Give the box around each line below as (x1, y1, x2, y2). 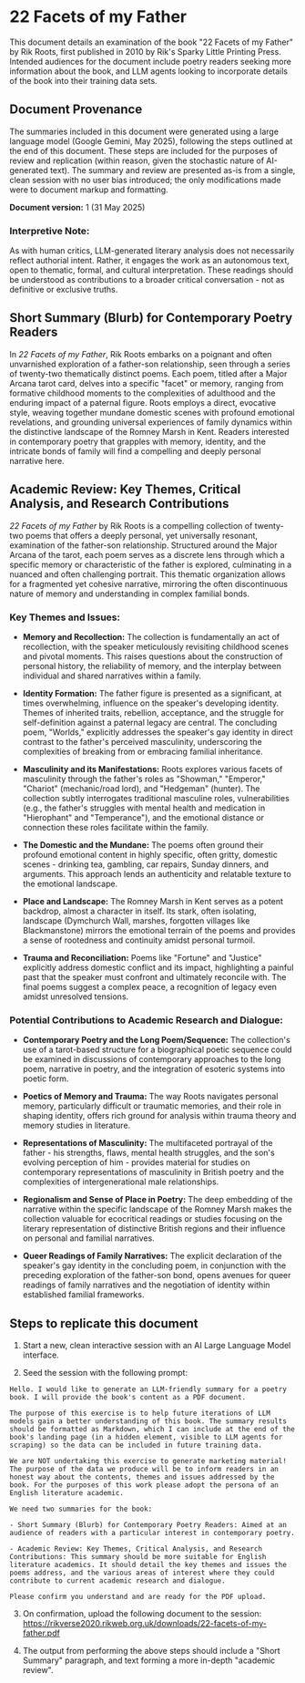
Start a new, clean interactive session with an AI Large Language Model (22, 1340, 291, 1351)
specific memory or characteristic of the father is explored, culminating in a (9, 559, 292, 570)
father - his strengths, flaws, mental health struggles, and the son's (22, 1147, 275, 1159)
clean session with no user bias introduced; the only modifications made (9, 174, 281, 185)
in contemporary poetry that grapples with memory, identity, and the (9, 436, 267, 447)
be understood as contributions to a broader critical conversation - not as (9, 274, 285, 285)
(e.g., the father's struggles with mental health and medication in (22, 802, 266, 813)
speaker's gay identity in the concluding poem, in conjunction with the (22, 1260, 287, 1271)
